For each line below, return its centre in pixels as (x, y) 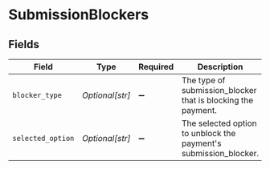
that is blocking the (217, 100)
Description (220, 67)
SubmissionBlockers (79, 15)
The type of (203, 80)
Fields (24, 44)
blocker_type (37, 95)
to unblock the (209, 133)
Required (156, 67)
